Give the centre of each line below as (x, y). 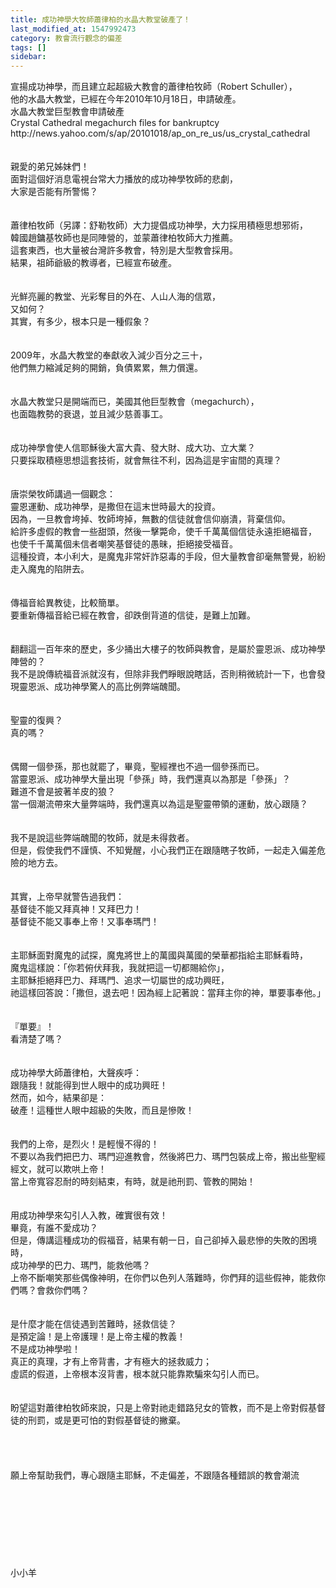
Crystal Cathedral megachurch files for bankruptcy (115, 123)
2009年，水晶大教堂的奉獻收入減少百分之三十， (109, 355)
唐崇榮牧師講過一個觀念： (63, 494)
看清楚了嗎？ (36, 1039)
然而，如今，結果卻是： (58, 1098)
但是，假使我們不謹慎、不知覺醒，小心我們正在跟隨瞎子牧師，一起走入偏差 (163, 850)
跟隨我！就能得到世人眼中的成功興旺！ (89, 1085)
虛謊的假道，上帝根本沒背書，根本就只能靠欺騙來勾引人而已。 (137, 1374)
